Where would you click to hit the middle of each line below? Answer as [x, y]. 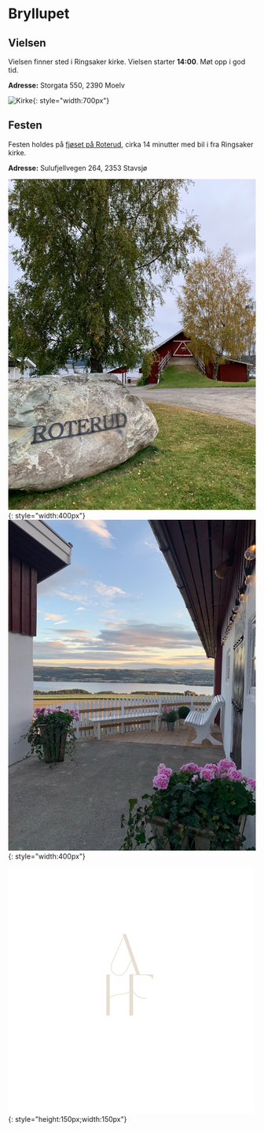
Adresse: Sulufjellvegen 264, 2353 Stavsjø [78, 168]
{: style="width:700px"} [71, 100]
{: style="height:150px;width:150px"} [68, 1119]
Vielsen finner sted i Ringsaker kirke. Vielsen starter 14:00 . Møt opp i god [127, 61]
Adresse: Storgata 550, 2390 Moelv [67, 85]
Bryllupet [39, 14]
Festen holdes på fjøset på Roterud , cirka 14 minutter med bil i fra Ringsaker [131, 144]
